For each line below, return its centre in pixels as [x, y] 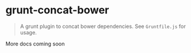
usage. [28, 32]
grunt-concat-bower [57, 10]
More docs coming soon [35, 44]
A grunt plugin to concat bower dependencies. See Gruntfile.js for [103, 26]
